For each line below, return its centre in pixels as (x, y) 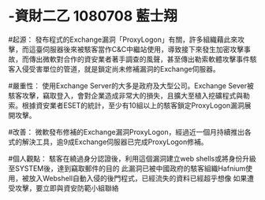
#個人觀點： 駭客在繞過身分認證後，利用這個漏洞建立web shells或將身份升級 (132, 158)
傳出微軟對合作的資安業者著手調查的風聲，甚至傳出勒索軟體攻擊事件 (139, 59)
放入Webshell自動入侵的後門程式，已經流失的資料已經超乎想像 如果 (138, 178)
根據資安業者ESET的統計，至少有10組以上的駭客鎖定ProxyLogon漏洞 (133, 105)
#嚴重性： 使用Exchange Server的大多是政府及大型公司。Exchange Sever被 (131, 85)
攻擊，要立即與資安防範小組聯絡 (67, 188)
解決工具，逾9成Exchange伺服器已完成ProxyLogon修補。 (115, 142)
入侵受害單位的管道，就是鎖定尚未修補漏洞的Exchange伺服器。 (117, 69)
